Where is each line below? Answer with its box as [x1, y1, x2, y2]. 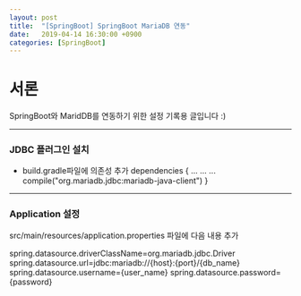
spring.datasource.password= [169, 266, 281, 277]
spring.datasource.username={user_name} [9, 266, 168, 277]
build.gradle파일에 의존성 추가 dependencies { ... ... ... [21, 165, 217, 176]
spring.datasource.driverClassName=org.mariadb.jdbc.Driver [9, 248, 236, 258]
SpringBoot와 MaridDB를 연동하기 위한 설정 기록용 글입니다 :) [9, 111, 227, 122]
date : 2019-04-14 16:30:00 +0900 [9, 30, 142, 38]
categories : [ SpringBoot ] [9, 38, 106, 47]
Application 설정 [9, 207, 81, 220]
